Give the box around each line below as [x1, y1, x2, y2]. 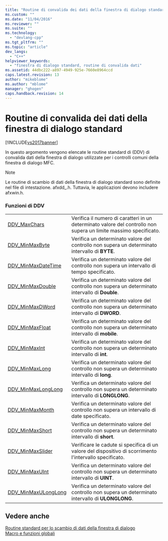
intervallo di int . [71, 351, 108, 358]
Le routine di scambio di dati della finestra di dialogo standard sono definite [5, 179, 161, 185]
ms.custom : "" [5, 12, 35, 17]
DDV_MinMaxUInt [7, 468, 49, 475]
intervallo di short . [71, 433, 115, 440]
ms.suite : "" [5, 26, 32, 31]
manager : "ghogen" [5, 86, 43, 91]
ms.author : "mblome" [5, 81, 48, 86]
